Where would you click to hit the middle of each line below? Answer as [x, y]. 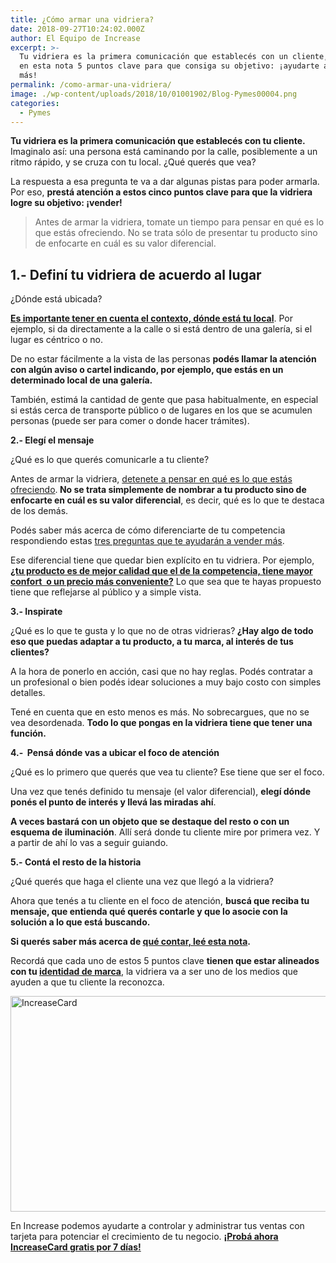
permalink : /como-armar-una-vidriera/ [91, 85]
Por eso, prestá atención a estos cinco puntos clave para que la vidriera [161, 192]
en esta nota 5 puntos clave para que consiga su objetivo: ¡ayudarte [169, 66]
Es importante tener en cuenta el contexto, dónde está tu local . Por [151, 318]
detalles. [28, 693]
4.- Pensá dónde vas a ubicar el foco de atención [115, 753]
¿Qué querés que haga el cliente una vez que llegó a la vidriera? [142, 882]
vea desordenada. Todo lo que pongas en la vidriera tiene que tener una [161, 723]
